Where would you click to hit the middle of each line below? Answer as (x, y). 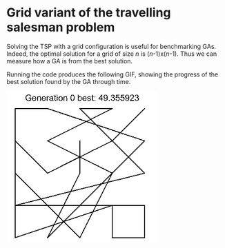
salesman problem (61, 27)
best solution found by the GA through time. (69, 81)
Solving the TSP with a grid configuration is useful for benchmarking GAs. (111, 46)
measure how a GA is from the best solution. (69, 61)
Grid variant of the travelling (89, 13)
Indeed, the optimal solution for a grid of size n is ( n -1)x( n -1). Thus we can (112, 54)
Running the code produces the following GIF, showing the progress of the (112, 74)
